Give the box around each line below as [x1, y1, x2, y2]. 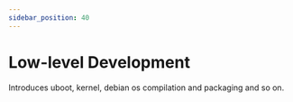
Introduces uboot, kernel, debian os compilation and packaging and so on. [8, 82, 285, 93]
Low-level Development [8, 51, 191, 72]
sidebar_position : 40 [8, 13, 90, 23]
